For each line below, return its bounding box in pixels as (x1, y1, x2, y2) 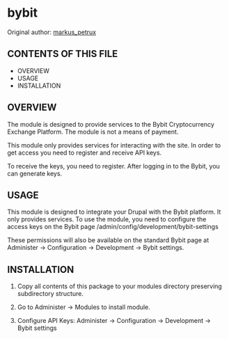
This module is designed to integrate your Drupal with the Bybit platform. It (7, 207, 221, 216)
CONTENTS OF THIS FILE (7, 48, 118, 60)
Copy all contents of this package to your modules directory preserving (17, 282, 223, 290)
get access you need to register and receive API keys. (7, 148, 162, 157)
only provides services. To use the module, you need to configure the (7, 215, 207, 223)
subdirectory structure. (17, 290, 84, 298)
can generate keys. (7, 169, 63, 178)
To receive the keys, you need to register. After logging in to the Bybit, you (7, 161, 221, 170)
